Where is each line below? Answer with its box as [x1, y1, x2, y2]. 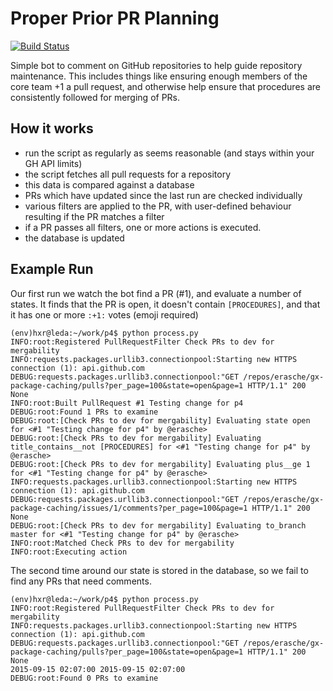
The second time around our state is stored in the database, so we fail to [10, 564, 309, 576]
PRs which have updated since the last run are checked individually [24, 189, 303, 201]
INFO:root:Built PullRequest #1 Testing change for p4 [10, 398, 244, 408]
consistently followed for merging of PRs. [10, 91, 181, 103]
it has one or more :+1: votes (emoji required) [10, 308, 199, 321]
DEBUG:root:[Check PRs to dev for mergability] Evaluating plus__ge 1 [10, 459, 311, 469]
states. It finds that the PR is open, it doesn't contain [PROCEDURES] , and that [10, 298, 321, 310]
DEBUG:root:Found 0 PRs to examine [10, 673, 159, 683]
